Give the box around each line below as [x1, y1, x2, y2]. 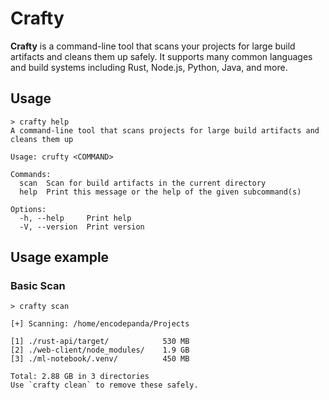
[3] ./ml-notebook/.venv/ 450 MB [10, 354, 190, 364]
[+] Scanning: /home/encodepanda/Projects [10, 319, 190, 329]
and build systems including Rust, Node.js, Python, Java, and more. [10, 61, 288, 73]
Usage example [10, 249, 110, 266]
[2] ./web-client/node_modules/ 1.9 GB [10, 345, 190, 356]
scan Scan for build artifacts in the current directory [19, 178, 267, 188]
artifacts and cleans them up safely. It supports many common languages [10, 50, 313, 62]
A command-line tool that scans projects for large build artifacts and [10, 125, 320, 136]
